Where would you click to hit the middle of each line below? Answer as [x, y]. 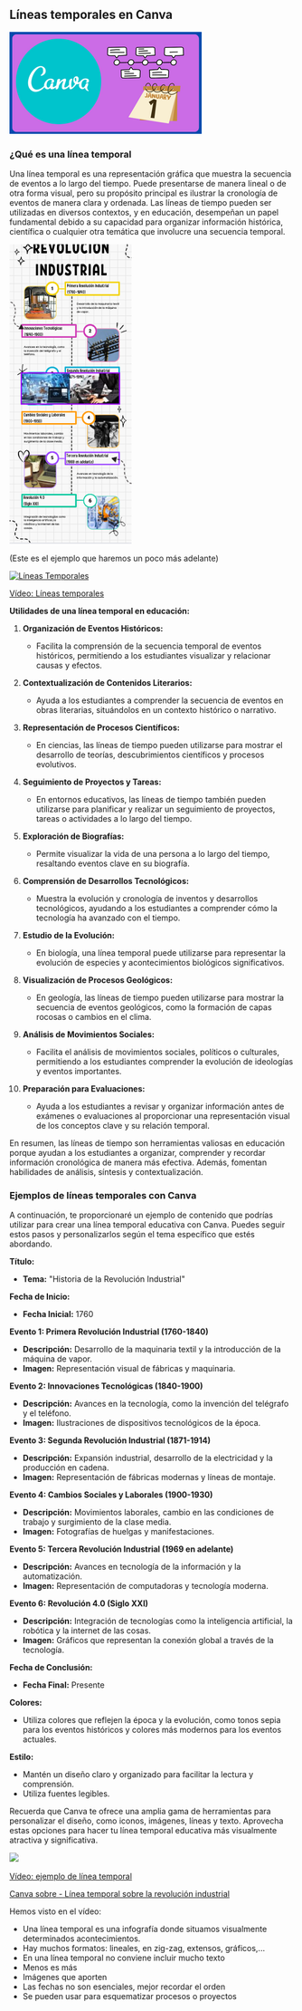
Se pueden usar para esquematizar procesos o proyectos [129, 1997]
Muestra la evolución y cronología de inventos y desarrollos [147, 899]
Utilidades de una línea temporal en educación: [99, 611]
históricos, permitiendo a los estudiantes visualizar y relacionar [153, 656]
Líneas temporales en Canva [91, 15]
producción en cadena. [66, 1467]
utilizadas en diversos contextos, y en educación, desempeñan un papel [144, 213]
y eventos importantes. [79, 1072]
